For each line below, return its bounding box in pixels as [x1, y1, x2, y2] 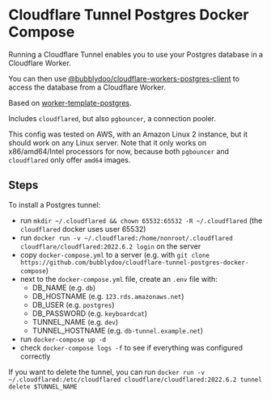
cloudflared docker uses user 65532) [19, 224, 146, 233]
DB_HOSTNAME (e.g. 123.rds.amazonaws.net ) [32, 291, 184, 300]
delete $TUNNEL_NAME [8, 382, 78, 391]
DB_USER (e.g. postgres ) [32, 300, 115, 309]
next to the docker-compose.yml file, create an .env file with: [19, 274, 218, 283]
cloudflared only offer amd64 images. [8, 155, 131, 165]
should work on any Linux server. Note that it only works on [8, 137, 207, 147]
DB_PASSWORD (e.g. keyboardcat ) [32, 309, 148, 318]
